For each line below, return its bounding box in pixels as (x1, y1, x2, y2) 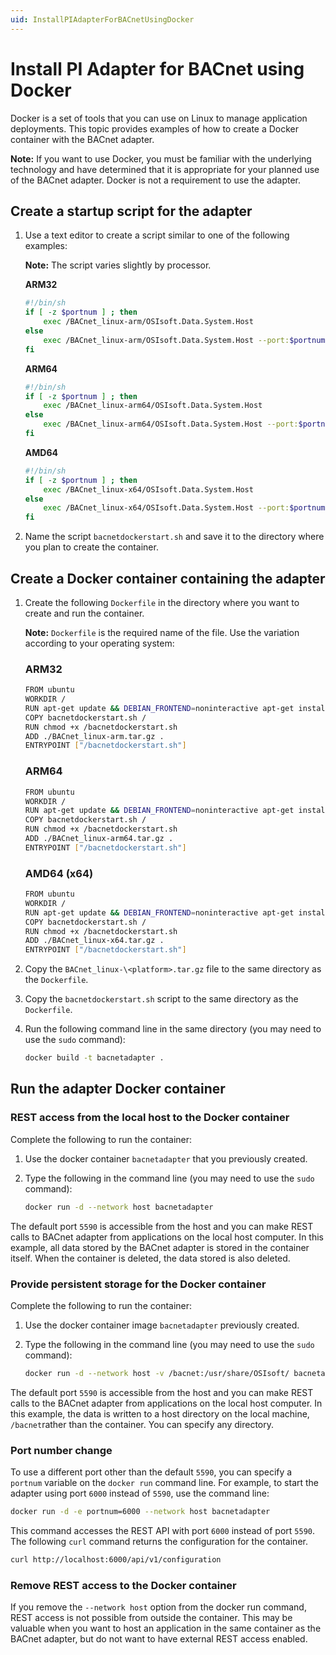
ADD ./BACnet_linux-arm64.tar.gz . (24, 834, 174, 844)
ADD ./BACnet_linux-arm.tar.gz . (24, 731, 165, 741)
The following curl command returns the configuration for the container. (10, 1535, 308, 1547)
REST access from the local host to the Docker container (10, 1111, 290, 1125)
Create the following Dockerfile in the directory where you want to (24, 596, 300, 608)
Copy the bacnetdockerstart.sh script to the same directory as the (24, 993, 299, 1005)
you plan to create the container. (24, 541, 159, 553)
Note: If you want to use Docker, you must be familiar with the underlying (10, 152, 312, 165)
